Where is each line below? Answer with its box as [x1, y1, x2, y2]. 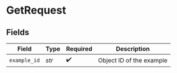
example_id [9, 57, 40, 64]
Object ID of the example [98, 56, 168, 64]
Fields [6, 27, 30, 37]
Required [66, 45, 92, 53]
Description [116, 45, 150, 53]
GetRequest [6, 4, 67, 17]
